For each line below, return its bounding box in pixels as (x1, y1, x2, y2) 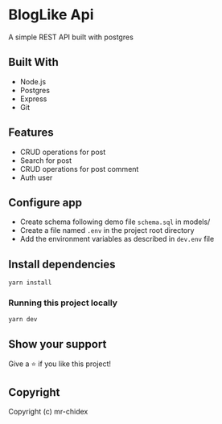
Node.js (19, 76, 47, 86)
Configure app (8, 195, 83, 210)
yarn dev (8, 316, 38, 324)
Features (8, 126, 54, 140)
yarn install (8, 279, 52, 287)
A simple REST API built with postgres (8, 32, 134, 42)
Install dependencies (8, 257, 116, 271)
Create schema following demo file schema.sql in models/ (19, 217, 211, 226)
